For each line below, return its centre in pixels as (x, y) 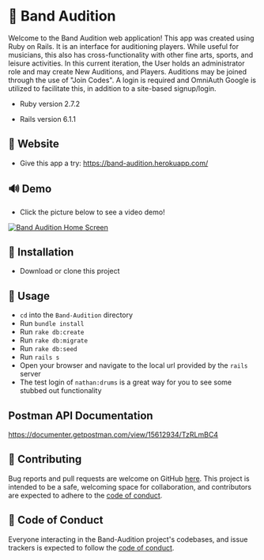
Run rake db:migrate (54, 340)
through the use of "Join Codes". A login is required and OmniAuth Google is (132, 80)
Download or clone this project (70, 271)
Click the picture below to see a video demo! (92, 212)
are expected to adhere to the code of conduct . (85, 495)
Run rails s (40, 357)
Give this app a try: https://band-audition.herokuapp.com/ (114, 163)
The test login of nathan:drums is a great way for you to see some (126, 382)
